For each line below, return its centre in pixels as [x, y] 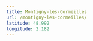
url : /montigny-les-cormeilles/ [46, 17]
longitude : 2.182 [28, 29]
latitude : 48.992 [28, 23]
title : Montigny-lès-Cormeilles [46, 12]
